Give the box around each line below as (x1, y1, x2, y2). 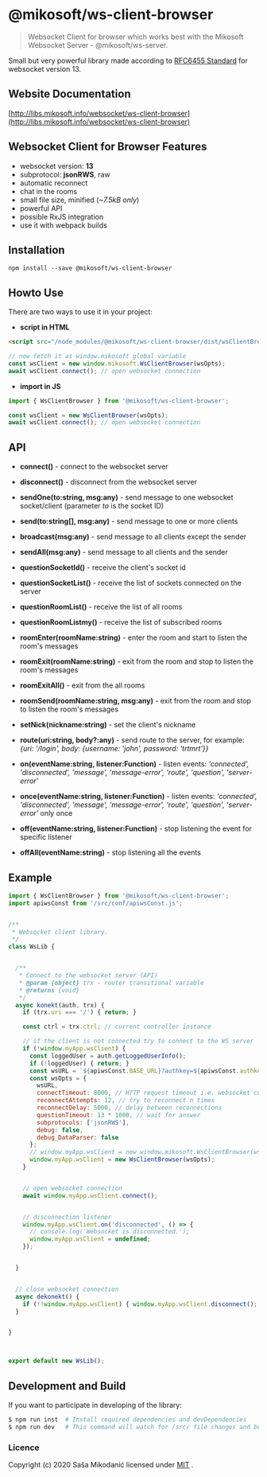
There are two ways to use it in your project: (8, 307, 153, 317)
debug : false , (37, 1126, 83, 1134)
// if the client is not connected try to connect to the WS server (22, 1037, 254, 1046)
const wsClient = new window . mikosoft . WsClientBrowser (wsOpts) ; (8, 360, 226, 368)
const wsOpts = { (29, 1074, 87, 1082)
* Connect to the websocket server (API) (18, 972, 158, 980)
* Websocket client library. (11, 928, 109, 936)
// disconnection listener (22, 1213, 112, 1221)
